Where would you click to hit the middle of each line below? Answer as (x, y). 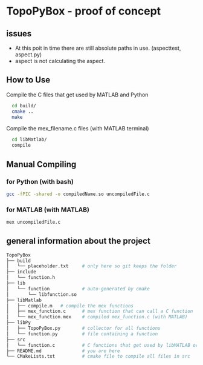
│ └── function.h (31, 278)
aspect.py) (28, 55)
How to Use (28, 80)
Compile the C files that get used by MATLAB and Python (77, 95)
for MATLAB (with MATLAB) (48, 209)
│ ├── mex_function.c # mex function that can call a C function (100, 311)
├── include (21, 272)
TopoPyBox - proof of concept (84, 11)
